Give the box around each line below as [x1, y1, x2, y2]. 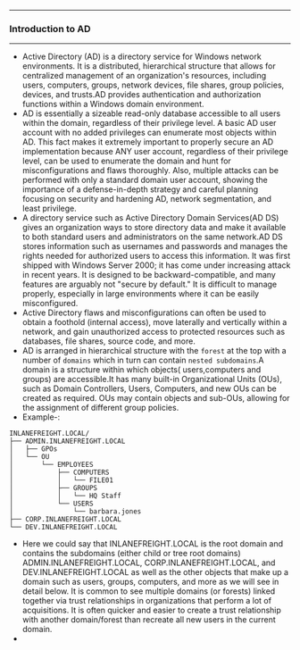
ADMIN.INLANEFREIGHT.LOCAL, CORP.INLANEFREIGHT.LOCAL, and [21, 557, 276, 568]
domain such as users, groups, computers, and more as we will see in [21, 577, 279, 587]
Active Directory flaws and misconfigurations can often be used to [21, 307, 267, 318]
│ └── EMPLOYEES [9, 461, 94, 470]
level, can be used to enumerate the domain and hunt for [21, 155, 232, 166]
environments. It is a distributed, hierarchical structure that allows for [21, 61, 276, 71]
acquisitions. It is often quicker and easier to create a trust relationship [21, 604, 281, 616]
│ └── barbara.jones [9, 507, 142, 516]
